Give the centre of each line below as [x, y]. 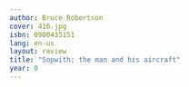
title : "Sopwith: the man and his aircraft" [95, 60]
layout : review [38, 52]
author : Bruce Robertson [56, 18]
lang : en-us [32, 43]
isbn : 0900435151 [42, 34]
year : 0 [24, 69]
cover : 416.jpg [38, 26]
